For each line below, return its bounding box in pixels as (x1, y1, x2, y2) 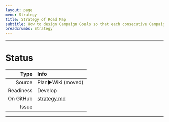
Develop (37, 87, 57, 94)
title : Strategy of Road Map (5, 17, 66, 22)
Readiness (8, 87, 33, 94)
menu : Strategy (5, 12, 37, 17)
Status (5, 52, 34, 64)
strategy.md (37, 95, 66, 102)
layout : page (5, 7, 33, 13)
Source (15, 79, 33, 86)
